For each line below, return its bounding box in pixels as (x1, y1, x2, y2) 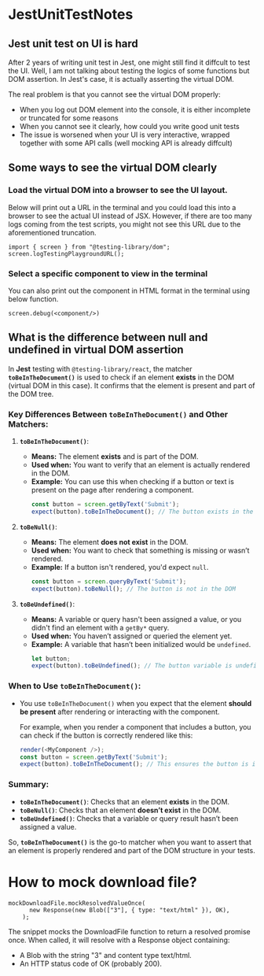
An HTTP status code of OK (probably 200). (19, 959, 163, 968)
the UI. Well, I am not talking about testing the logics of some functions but (8, 66, 250, 76)
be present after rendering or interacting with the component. (19, 707, 220, 716)
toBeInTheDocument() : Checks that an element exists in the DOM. (19, 797, 230, 806)
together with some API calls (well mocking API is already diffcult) (19, 139, 233, 147)
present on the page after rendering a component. (31, 486, 194, 495)
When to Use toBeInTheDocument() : (8, 681, 141, 692)
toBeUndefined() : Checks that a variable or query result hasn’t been (19, 813, 239, 823)
